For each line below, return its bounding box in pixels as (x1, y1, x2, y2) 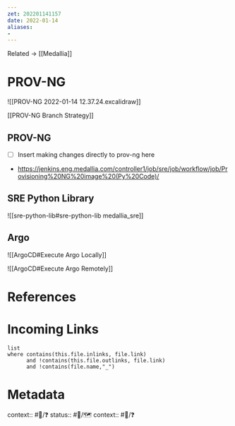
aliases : (7, 23, 33, 30)
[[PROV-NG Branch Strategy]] (7, 111, 94, 120)
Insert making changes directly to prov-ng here (17, 150, 155, 159)
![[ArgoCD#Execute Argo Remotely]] (7, 264, 114, 273)
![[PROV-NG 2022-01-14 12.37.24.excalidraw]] (7, 97, 141, 106)
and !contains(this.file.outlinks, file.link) (25, 357, 166, 364)
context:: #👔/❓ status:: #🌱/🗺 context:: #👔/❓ (7, 410, 135, 419)
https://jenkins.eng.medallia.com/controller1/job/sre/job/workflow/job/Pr (17, 165, 228, 173)
